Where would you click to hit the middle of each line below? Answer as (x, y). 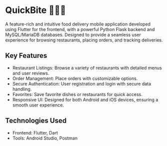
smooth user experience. (38, 105)
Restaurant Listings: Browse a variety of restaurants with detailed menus (87, 67)
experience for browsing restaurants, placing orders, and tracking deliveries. (84, 40)
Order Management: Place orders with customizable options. (75, 78)
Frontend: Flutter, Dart (35, 132)
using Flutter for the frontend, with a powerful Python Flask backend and (80, 29)
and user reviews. (31, 73)
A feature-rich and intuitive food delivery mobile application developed (78, 24)
